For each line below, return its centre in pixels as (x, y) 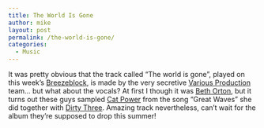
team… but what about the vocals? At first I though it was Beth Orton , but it (130, 91)
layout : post (30, 30)
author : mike (30, 23)
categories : (28, 45)
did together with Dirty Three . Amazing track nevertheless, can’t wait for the (132, 108)
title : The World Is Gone (51, 15)
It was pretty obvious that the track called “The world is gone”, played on (126, 74)
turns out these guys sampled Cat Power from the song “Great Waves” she (130, 99)
